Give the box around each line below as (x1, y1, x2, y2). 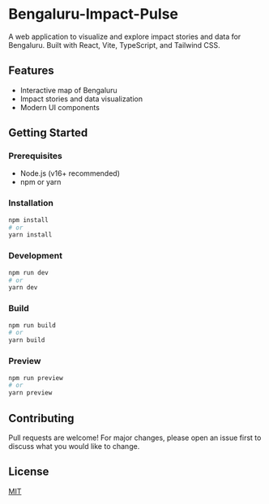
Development (8, 250, 63, 262)
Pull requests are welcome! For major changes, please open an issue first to (8, 433, 262, 442)
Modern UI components (19, 102, 100, 112)
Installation (8, 198, 54, 209)
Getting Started (8, 126, 88, 140)
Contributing (8, 411, 75, 425)
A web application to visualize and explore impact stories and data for (8, 32, 241, 41)
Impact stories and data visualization (19, 94, 143, 104)
